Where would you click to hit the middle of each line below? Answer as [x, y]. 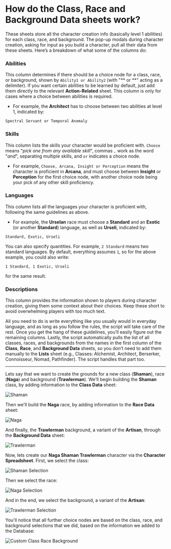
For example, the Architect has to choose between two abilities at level [87, 106]
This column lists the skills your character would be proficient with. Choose [83, 145]
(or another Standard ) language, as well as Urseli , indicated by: [79, 227]
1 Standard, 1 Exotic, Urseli [37, 267]
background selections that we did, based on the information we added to [83, 525]
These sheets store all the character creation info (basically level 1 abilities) [84, 34]
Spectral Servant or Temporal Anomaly [46, 121]
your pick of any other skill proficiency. [53, 182]
